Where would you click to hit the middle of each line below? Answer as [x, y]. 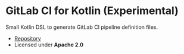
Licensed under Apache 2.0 [49, 45]
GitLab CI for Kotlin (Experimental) [92, 11]
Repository [27, 38]
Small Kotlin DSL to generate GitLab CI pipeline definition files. [82, 27]
